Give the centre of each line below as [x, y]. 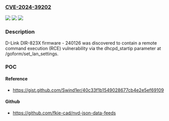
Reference [16, 79]
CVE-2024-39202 [28, 7]
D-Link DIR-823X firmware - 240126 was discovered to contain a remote [81, 43]
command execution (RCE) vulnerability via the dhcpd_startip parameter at [83, 48]
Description [20, 32]
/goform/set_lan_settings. [32, 54]
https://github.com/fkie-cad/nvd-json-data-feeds [64, 113]
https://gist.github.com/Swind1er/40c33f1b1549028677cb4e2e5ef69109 [88, 90]
